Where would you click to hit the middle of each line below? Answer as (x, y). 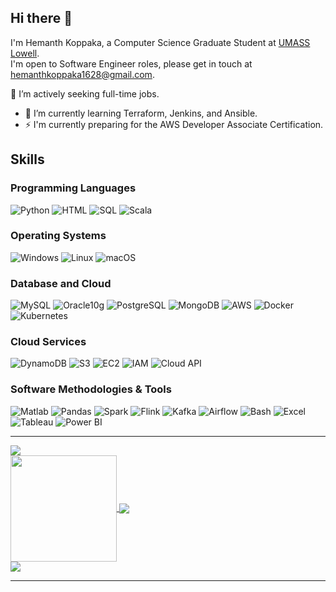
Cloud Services (48, 342)
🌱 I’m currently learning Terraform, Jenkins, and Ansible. (141, 113)
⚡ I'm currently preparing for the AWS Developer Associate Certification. (174, 124)
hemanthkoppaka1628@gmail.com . (82, 74)
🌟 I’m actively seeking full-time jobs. (85, 93)
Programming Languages (73, 188)
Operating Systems (58, 236)
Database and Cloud (61, 283)
